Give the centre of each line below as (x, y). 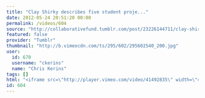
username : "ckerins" (38, 63)
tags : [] (17, 74)
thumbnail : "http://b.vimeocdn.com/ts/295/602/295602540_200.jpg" (92, 46)
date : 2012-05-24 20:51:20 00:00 (49, 18)
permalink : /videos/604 (37, 23)
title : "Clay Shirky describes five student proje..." (77, 12)
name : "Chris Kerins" (39, 68)
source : (16, 29)
